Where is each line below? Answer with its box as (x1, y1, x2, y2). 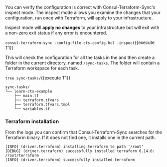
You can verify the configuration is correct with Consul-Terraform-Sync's (5, 4, 156, 10)
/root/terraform (5, 153, 39, 158)
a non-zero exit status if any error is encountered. (5, 30, 107, 35)
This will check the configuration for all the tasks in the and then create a (5, 54, 155, 60)
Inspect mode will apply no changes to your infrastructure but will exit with (5, 24, 160, 30)
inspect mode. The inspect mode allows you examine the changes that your (5, 9, 161, 15)
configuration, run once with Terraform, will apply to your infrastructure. (5, 15, 153, 20)
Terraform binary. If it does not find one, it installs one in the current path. (5, 134, 156, 140)
